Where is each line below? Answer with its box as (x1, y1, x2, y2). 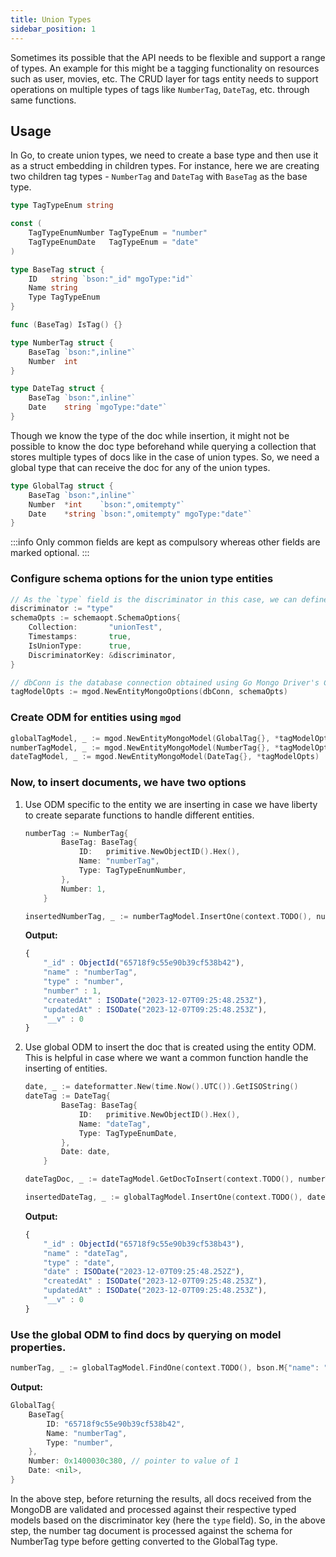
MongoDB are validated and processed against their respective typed (10, 1503, 297, 1515)
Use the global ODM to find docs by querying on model (10, 1327, 282, 1341)
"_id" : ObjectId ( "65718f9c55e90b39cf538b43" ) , (43, 1239, 245, 1249)
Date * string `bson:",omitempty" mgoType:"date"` (28, 509, 253, 519)
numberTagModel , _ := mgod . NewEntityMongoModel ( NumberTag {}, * (10, 742, 280, 753)
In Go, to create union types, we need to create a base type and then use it (10, 149, 319, 161)
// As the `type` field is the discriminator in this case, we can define (10, 594, 329, 605)
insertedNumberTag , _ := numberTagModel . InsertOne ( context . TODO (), (24, 911, 313, 921)
